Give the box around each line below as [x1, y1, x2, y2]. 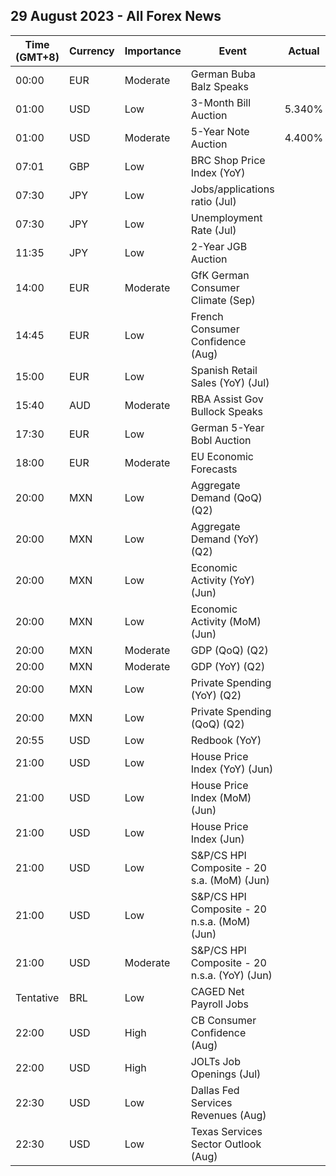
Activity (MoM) [190, 614, 262, 628]
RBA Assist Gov [190, 392, 264, 406]
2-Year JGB [190, 239, 248, 253]
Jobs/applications [190, 182, 275, 196]
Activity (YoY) [190, 573, 255, 587]
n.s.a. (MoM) [190, 914, 251, 928]
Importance [124, 44, 182, 58]
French [190, 309, 224, 323]
